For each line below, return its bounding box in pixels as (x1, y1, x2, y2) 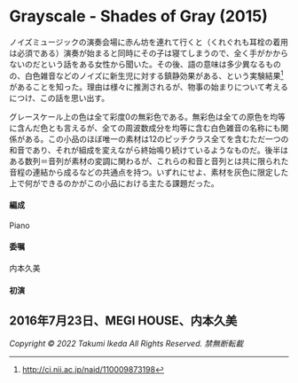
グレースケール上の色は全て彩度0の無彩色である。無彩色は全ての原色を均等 (9, 111, 286, 121)
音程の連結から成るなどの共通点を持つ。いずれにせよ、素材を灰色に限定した (9, 167, 289, 177)
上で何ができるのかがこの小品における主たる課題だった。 (9, 177, 219, 188)
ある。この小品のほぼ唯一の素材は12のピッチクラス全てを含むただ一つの (24, 133, 289, 144)
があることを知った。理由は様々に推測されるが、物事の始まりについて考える (9, 82, 288, 92)
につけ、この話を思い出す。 (9, 92, 109, 103)
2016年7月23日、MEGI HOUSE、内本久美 (9, 313, 238, 328)
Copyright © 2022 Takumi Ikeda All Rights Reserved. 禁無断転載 (9, 339, 244, 349)
